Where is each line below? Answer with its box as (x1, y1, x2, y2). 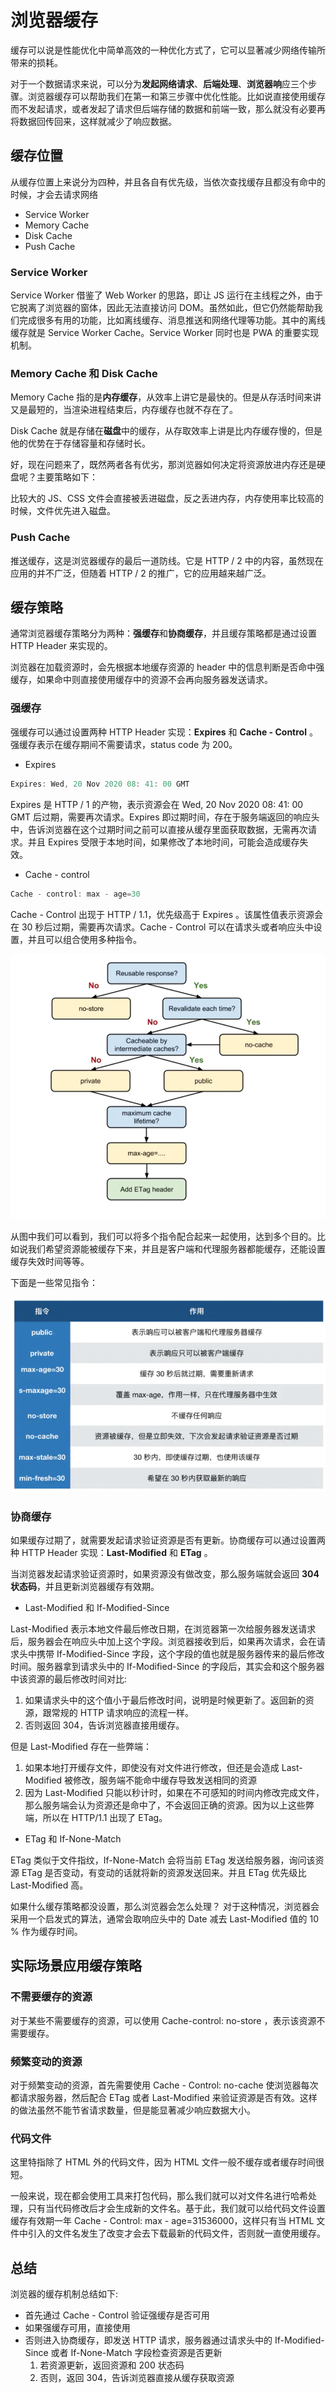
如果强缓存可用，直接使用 (24, 2322, 131, 2333)
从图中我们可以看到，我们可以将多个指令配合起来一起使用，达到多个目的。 (10, 1230, 317, 1242)
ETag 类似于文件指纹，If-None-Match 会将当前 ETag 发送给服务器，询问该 (10, 1854, 316, 1866)
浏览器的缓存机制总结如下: (10, 2288, 119, 2300)
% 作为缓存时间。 (10, 1925, 83, 1937)
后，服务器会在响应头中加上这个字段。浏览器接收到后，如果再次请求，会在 (10, 1635, 317, 1647)
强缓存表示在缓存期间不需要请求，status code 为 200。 (10, 738, 238, 750)
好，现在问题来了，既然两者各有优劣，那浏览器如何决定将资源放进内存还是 (10, 459, 317, 471)
